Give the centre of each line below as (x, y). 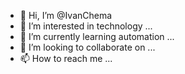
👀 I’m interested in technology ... (86, 26)
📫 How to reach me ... (66, 58)
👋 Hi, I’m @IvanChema (66, 15)
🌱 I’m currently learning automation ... (97, 36)
